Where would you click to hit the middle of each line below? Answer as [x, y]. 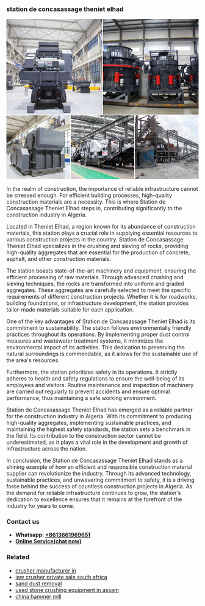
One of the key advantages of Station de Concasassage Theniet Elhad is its [101, 321]
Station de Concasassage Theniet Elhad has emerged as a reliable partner [100, 410]
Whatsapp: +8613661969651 [52, 535]
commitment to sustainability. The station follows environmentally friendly [99, 327]
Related [18, 557]
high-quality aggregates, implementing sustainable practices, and [89, 422]
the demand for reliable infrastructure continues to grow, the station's [94, 493]
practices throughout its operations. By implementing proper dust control [98, 334]
